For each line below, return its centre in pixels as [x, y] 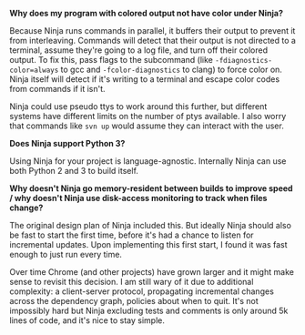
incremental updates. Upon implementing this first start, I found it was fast [149, 244]
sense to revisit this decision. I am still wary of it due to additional [132, 282]
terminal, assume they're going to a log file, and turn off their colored [139, 50]
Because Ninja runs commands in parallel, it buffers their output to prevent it [152, 30]
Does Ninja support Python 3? [67, 143]
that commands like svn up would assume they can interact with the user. [147, 126]
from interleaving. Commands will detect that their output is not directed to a [152, 41]
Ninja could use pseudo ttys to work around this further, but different [138, 107]
